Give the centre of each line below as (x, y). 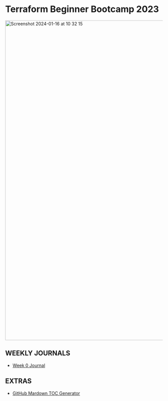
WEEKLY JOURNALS (38, 353)
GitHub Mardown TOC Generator (46, 393)
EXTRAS (18, 381)
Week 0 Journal (29, 365)
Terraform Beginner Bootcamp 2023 (82, 9)
